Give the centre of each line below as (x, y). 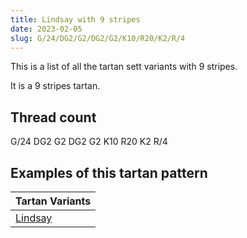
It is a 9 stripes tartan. (55, 86)
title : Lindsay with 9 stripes (75, 19)
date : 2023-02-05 (46, 29)
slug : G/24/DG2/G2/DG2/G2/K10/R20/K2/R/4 (98, 38)
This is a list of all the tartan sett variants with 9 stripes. (124, 67)
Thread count (53, 117)
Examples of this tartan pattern (109, 172)
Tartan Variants (53, 201)
